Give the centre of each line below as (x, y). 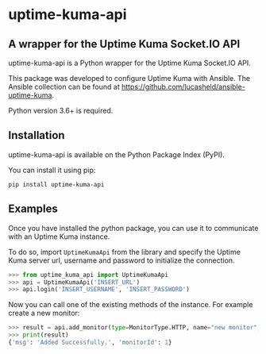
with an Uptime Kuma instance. (59, 237)
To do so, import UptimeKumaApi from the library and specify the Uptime (124, 252)
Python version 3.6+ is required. (61, 110)
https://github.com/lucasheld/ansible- (184, 87)
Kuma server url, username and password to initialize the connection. (122, 260)
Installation (37, 135)
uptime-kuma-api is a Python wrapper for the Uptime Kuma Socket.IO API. (130, 63)
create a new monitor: (44, 313)
